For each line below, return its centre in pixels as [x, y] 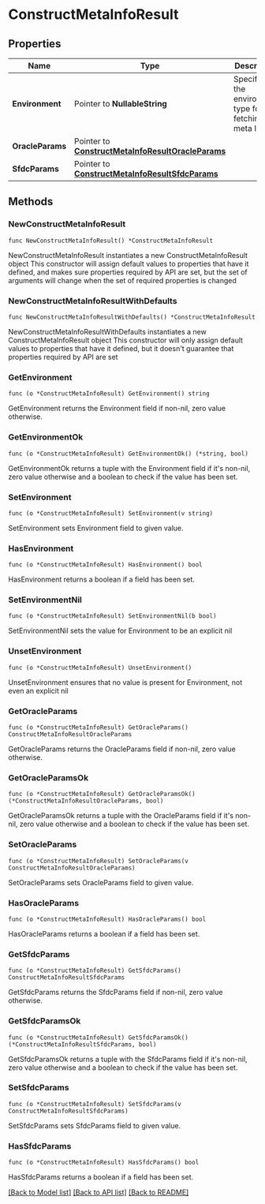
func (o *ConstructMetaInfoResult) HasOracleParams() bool [107, 919]
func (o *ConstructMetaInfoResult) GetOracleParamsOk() [102, 795]
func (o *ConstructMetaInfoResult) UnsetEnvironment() [100, 667]
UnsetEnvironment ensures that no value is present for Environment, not [125, 682]
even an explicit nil [38, 690]
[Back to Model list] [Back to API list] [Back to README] [99, 1192]
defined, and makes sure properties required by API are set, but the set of [128, 272]
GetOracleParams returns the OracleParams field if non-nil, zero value [122, 749]
